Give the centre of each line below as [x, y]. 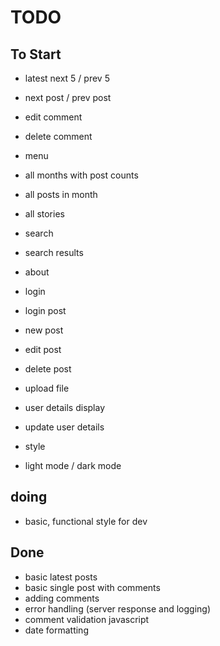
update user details [64, 427]
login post [45, 310]
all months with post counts [81, 175]
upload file [47, 388]
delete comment [58, 136]
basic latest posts [61, 577]
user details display [65, 407]
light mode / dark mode [73, 465]
